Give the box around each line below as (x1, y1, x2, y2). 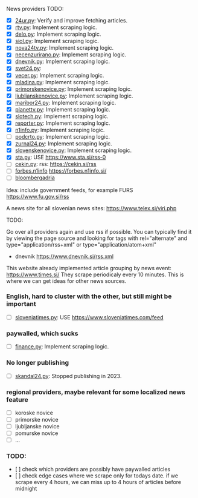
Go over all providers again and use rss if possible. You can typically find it (6, 228, 192, 235)
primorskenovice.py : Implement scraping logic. (14, 85, 132, 93)
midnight (14, 485, 37, 493)
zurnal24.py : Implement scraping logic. (14, 140, 113, 147)
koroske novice (14, 409, 53, 416)
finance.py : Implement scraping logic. (14, 343, 109, 350)
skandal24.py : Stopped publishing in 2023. (14, 372, 122, 379)
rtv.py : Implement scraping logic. (14, 24, 97, 31)
